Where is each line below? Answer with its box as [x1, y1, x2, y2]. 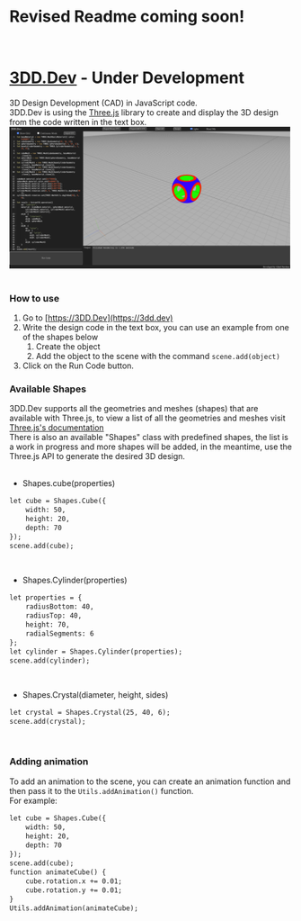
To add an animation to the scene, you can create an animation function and [9, 776, 291, 787]
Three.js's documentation [9, 422, 105, 433]
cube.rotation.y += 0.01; [25, 885, 123, 895]
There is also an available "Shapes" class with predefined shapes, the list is [9, 432, 289, 443]
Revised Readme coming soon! [9, 6, 245, 27]
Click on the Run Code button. [22, 360, 135, 371]
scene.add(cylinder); [9, 656, 91, 665]
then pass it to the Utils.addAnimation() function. [9, 785, 194, 796]
